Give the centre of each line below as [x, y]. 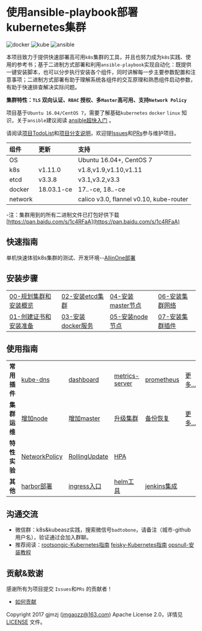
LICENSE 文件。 [26, 622]
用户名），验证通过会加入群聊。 [53, 538]
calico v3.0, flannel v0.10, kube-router [133, 199]
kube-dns [35, 380]
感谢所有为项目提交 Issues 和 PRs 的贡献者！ [60, 589]
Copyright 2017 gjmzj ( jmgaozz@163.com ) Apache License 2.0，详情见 [95, 614]
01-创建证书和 [30, 316]
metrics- [127, 376]
